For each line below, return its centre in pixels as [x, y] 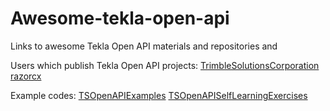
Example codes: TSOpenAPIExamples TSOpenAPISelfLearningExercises [159, 95]
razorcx [26, 76]
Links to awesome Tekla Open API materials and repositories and [144, 46]
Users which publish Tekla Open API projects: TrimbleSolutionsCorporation [165, 65]
